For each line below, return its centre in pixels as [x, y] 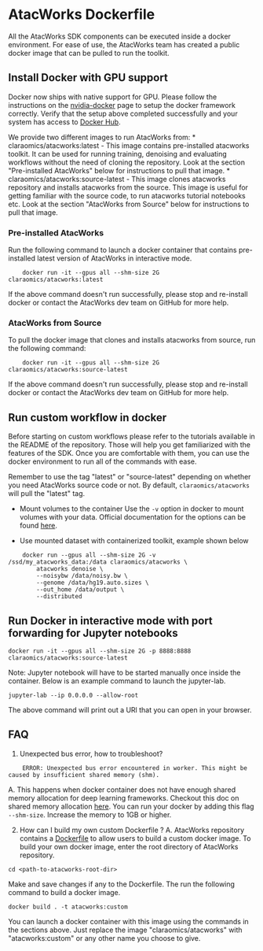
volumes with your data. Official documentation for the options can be [132, 517]
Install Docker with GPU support [88, 78]
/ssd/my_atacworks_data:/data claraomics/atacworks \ [98, 562]
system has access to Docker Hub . [64, 122]
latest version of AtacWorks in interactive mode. [115, 258]
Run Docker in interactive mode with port [111, 621]
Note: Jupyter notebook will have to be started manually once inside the [124, 672]
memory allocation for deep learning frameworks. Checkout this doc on [124, 797]
